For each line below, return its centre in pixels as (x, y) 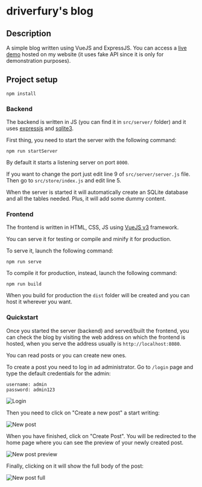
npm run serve (24, 262)
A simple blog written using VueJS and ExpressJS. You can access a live (96, 48)
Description (29, 34)
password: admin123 (31, 390)
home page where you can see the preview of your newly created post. (95, 442)
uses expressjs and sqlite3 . (40, 129)
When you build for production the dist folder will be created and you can (98, 295)
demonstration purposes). (39, 61)
